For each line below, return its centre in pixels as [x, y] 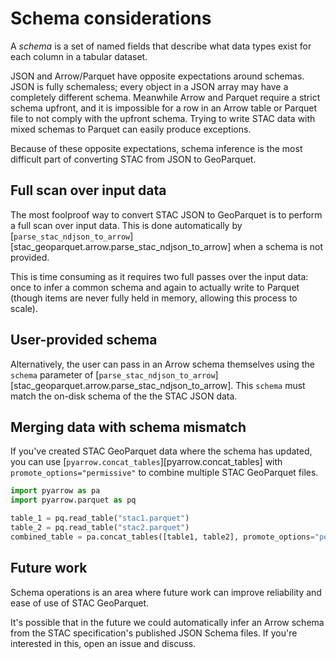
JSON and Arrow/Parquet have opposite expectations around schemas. [157, 76]
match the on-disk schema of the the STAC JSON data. [124, 396]
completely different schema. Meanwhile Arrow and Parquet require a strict [165, 97]
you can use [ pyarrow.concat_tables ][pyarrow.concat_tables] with [146, 462]
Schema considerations [111, 18]
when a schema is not [278, 246]
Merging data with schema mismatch [128, 427]
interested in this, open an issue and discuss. [103, 643]
